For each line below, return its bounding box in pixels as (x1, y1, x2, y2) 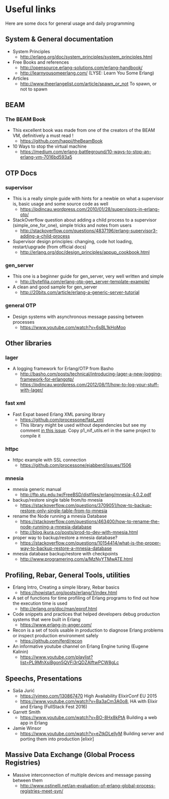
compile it (20, 432, 41, 438)
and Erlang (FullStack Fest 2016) (20, 703, 87, 709)
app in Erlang (20, 720, 48, 726)
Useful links (5, 4, 57, 15)
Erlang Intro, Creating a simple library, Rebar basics (12, 584, 120, 590)
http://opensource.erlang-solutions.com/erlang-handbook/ (20, 64, 143, 70)
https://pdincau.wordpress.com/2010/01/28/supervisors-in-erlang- (20, 206, 160, 212)
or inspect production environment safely (12, 633, 99, 639)
